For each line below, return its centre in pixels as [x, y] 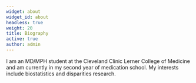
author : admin [24, 45]
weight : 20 [19, 28]
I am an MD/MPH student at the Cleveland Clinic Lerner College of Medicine [98, 61]
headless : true [25, 22]
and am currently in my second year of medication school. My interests [92, 67]
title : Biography [27, 34]
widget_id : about [27, 17]
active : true [22, 39]
